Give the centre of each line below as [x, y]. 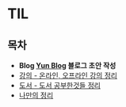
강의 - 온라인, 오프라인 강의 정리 [68, 75]
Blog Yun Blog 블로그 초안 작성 [67, 65]
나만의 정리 [36, 95]
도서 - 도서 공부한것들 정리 [59, 85]
